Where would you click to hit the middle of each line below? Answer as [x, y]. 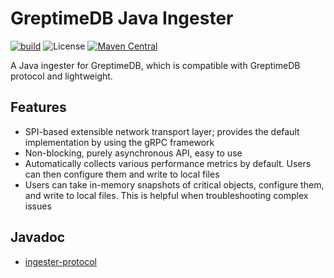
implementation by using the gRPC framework [119, 142]
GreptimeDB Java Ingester [122, 18]
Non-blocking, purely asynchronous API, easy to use [133, 153]
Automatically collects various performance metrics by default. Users [168, 163]
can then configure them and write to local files [122, 174]
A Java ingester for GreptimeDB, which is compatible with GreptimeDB [155, 65]
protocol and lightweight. [61, 76]
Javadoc [38, 237]
